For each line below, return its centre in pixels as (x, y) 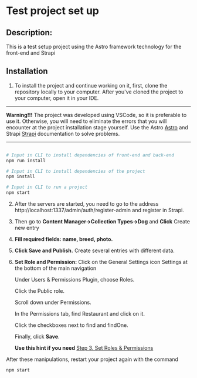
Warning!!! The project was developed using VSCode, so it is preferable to (96, 115)
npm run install (26, 160)
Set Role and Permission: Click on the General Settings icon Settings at (101, 262)
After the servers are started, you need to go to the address (86, 204)
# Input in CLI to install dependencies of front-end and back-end (90, 155)
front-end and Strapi (31, 53)
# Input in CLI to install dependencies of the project (76, 171)
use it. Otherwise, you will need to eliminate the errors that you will (86, 121)
